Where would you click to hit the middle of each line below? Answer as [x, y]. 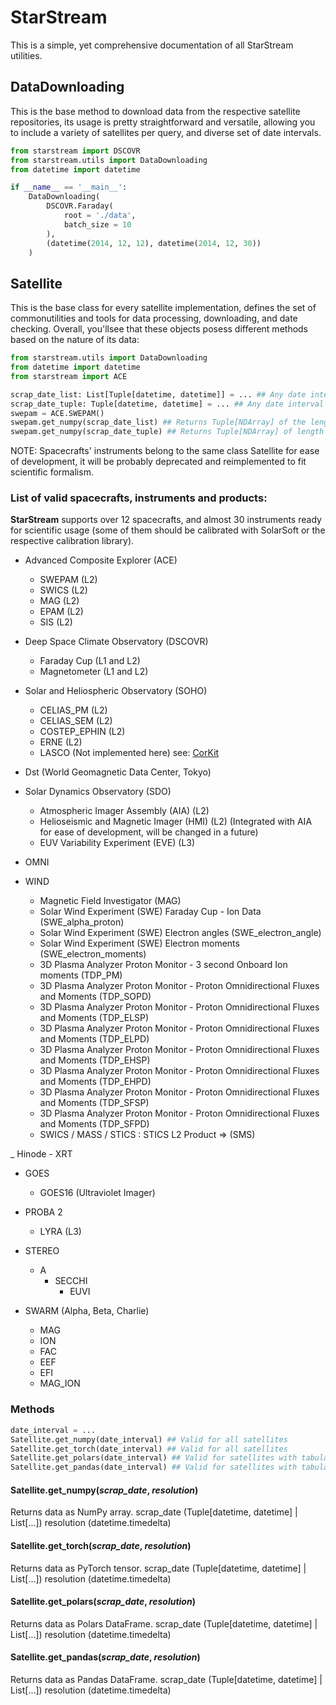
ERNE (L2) [61, 742]
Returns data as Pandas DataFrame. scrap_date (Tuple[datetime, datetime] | [166, 1679]
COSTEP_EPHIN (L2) [82, 732]
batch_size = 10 [97, 224]
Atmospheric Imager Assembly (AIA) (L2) [124, 811]
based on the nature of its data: [75, 340]
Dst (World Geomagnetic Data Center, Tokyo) [118, 772]
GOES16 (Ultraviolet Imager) [97, 1193]
